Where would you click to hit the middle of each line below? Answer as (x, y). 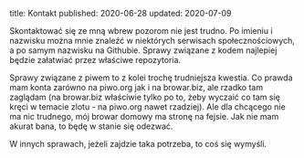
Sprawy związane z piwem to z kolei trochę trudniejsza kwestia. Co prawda (152, 78)
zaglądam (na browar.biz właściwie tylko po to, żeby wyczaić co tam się (145, 97)
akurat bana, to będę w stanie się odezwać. (91, 126)
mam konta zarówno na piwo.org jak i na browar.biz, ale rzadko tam (136, 87)
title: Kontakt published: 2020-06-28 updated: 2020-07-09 (121, 13)
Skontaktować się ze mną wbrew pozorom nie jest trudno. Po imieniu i (141, 31)
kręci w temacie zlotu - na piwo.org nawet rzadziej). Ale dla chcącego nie (147, 107)
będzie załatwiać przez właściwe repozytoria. (95, 60)
